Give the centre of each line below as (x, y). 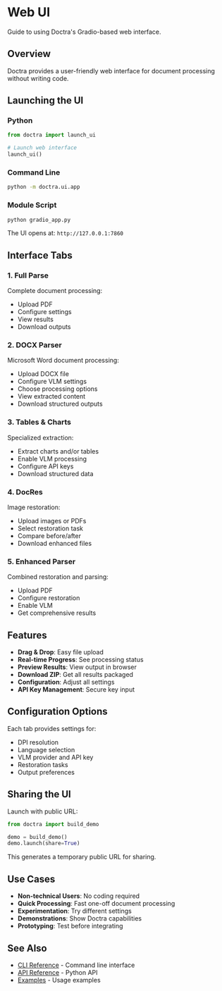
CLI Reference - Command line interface (76, 965)
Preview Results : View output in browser (77, 667)
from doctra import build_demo (53, 824)
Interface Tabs (40, 255)
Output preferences (46, 772)
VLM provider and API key (55, 757)
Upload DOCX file (43, 374)
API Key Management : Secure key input (76, 690)
